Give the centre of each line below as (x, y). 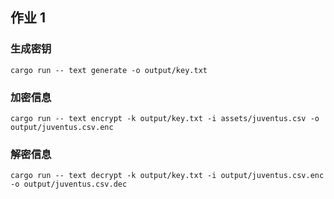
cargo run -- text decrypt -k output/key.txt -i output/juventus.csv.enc (167, 176)
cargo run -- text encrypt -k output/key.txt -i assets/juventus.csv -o (165, 118)
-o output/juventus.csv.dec (69, 184)
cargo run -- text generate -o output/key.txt (109, 70)
